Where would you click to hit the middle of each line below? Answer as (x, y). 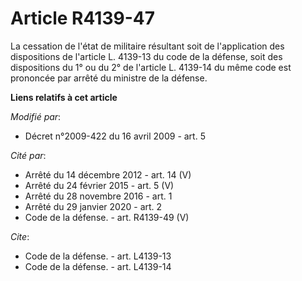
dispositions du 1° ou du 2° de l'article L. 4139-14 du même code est (151, 67)
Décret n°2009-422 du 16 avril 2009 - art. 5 (115, 136)
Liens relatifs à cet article (64, 97)
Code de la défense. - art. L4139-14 (98, 266)
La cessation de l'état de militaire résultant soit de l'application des (147, 46)
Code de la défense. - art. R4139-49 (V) (107, 217)
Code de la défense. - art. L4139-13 (98, 256)
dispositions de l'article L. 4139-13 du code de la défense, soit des (146, 56)
